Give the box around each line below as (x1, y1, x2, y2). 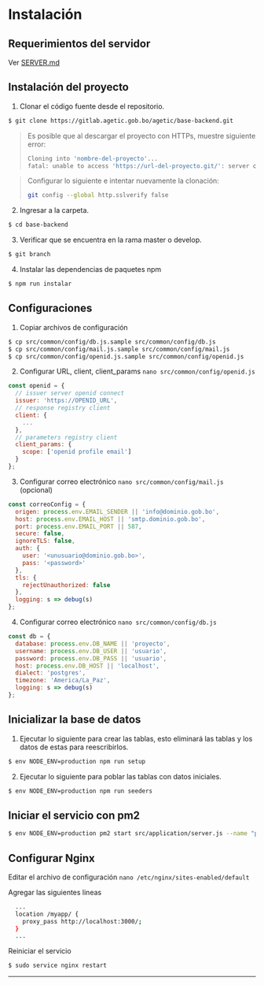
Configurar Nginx (8, 851, 96, 864)
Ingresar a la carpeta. (19, 206, 89, 215)
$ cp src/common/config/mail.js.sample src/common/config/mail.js (8, 345, 230, 353)
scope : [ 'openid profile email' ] (22, 448, 132, 456)
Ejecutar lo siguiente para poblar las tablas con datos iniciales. (19, 771, 222, 781)
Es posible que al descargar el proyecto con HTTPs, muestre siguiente (27, 131, 256, 140)
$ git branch (8, 251, 51, 258)
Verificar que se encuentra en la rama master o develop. (19, 235, 202, 245)
